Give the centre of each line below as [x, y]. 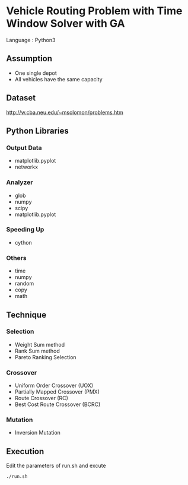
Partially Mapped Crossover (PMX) [57, 392]
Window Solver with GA [66, 23]
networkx [26, 167]
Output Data [24, 148]
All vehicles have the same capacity [58, 79]
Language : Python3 [31, 40]
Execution [25, 451]
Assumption [29, 58]
